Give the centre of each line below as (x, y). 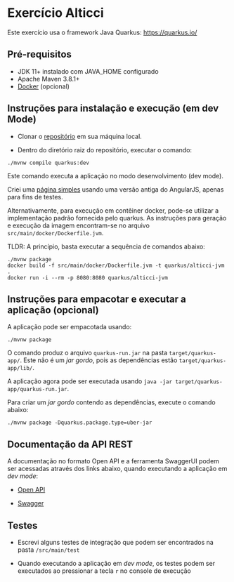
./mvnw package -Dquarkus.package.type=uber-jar (80, 423)
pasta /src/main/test (48, 550)
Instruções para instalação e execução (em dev (113, 108)
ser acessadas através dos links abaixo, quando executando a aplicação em (117, 469)
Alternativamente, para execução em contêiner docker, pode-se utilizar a (113, 210)
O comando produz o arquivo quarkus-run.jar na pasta (87, 353)
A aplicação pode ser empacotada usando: (70, 327)
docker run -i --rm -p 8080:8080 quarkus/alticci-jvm (88, 278)
